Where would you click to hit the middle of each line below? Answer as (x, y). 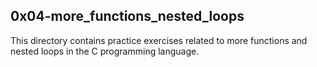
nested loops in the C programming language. (105, 51)
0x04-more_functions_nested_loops (127, 16)
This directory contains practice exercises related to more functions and (159, 40)
